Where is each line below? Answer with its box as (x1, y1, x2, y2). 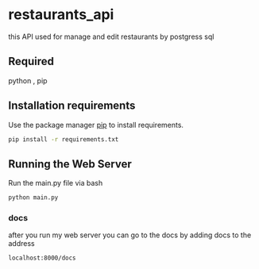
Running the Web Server (8, 157, 133, 171)
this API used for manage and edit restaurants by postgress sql (8, 32, 215, 41)
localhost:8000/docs (8, 254, 77, 263)
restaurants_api (8, 6, 114, 24)
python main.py (8, 194, 59, 202)
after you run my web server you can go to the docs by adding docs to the (8, 230, 252, 240)
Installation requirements (8, 99, 136, 113)
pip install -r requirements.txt (8, 135, 119, 144)
